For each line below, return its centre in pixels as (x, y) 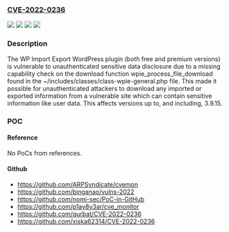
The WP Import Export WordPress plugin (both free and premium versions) (114, 59)
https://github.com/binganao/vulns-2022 (76, 192)
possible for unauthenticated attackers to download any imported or (104, 88)
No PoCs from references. (44, 153)
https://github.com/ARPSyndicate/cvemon (78, 184)
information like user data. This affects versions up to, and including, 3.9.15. (115, 103)
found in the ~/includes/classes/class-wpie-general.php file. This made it (112, 81)
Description (27, 44)
